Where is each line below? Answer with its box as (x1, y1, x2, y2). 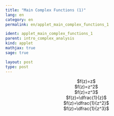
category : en (5, 17, 33, 22)
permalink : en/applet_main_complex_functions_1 (5, 22, 109, 27)
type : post (5, 64, 29, 69)
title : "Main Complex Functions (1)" (5, 7, 86, 13)
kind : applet (5, 41, 33, 46)
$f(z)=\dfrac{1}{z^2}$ (63, 100, 109, 106)
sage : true (5, 50, 29, 55)
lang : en (5, 12, 24, 17)
